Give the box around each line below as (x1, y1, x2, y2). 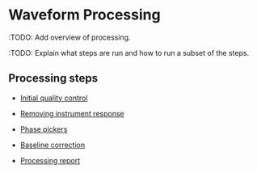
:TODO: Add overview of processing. (8, 32, 131, 42)
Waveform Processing (8, 6, 161, 24)
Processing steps (8, 71, 99, 86)
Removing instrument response (19, 108, 124, 118)
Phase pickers (19, 124, 68, 134)
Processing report (19, 155, 81, 165)
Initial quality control (19, 93, 88, 103)
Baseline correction (19, 140, 86, 150)
